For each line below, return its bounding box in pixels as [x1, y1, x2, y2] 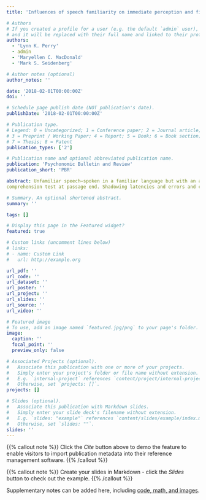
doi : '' [6, 93, 26, 100]
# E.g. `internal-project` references [6, 375, 112, 381]
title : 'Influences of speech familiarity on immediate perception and [6, 9, 193, 15]
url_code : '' [6, 273, 40, 279]
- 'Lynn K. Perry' [12, 43, 59, 49]
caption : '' [12, 336, 43, 342]
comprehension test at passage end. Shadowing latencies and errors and [6, 184, 196, 190]
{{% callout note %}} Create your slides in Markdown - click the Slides [6, 468, 184, 476]
